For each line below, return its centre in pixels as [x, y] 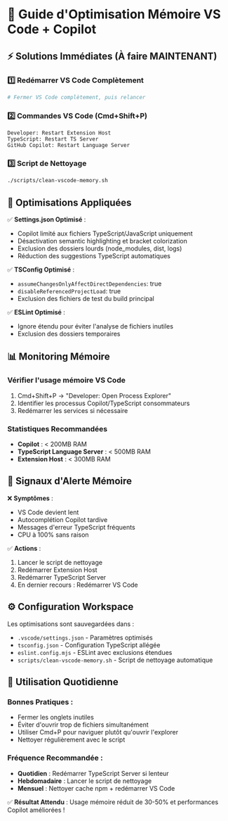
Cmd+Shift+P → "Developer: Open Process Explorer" [94, 395]
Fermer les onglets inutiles [56, 718]
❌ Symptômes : [31, 498]
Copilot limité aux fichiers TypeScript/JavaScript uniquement [105, 234]
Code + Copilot [52, 29]
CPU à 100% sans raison [53, 535]
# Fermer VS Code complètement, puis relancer [76, 97]
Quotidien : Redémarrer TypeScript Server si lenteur [93, 773]
